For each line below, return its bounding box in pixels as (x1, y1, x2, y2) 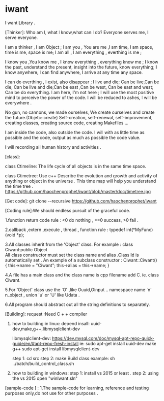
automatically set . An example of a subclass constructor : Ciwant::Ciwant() (5, 257, 157, 263)
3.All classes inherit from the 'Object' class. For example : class (5, 241, 134, 247)
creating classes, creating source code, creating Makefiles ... (5, 120, 129, 126)
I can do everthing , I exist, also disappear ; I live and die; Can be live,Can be (5, 79, 160, 85)
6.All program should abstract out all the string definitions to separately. (5, 301, 150, 307)
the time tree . (5, 183, 33, 189)
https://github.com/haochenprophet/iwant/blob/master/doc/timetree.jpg (5, 188, 151, 194)
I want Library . (5, 20, 36, 26)
